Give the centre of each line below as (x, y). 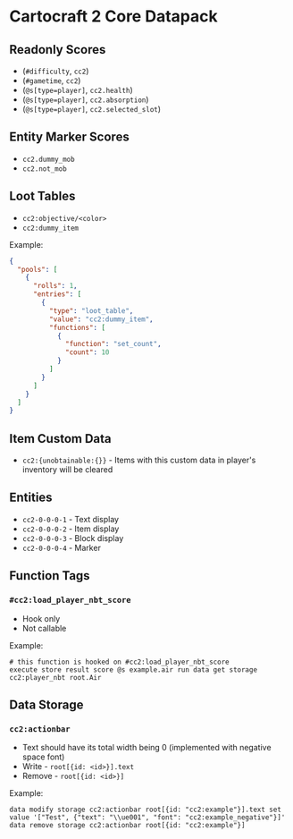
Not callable (44, 628)
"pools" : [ (38, 269)
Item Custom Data (60, 439)
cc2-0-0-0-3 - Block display (73, 538)
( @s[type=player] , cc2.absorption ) (85, 99)
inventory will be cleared (67, 470)
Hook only (41, 618)
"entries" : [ (57, 294)
